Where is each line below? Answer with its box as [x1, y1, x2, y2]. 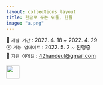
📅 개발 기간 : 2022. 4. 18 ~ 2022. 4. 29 [6, 37, 98, 44]
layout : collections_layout [6, 8, 77, 15]
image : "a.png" [6, 20, 44, 26]
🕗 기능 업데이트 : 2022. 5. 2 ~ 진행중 [6, 43, 91, 51]
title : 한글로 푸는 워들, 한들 [6, 14, 73, 20]
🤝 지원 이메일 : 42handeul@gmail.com [6, 52, 96, 60]
